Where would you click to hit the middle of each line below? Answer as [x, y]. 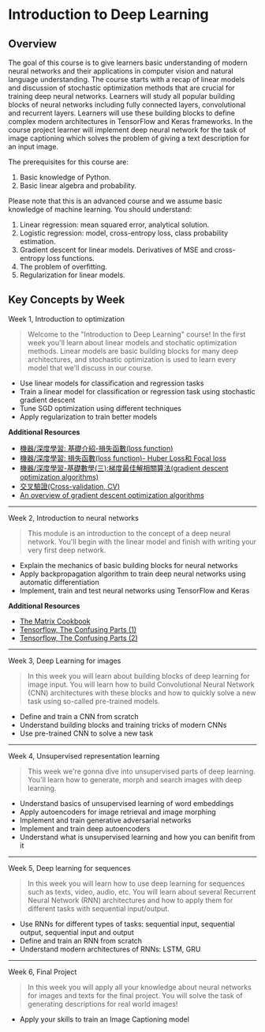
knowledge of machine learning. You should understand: [100, 209]
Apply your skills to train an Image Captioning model [104, 1019]
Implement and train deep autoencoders [85, 828]
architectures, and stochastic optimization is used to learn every [132, 359]
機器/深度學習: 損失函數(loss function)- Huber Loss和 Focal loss [123, 458]
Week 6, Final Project [43, 972]
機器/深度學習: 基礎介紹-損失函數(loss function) [96, 448]
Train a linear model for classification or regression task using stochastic [138, 391]
